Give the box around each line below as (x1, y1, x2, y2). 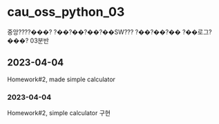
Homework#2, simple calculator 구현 (7, 109, 111, 117)
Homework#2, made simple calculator (7, 75, 116, 83)
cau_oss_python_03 (7, 4, 125, 20)
